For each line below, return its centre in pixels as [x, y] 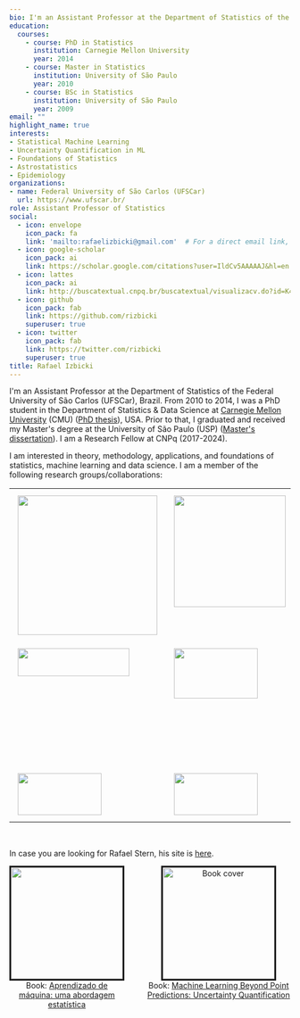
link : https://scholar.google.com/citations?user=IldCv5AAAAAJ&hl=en [158, 267]
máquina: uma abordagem [67, 995]
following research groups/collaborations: [86, 475]
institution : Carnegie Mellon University [111, 51]
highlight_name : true [50, 126]
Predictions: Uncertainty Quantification [218, 995]
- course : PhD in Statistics [79, 42]
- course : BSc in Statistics [79, 92]
